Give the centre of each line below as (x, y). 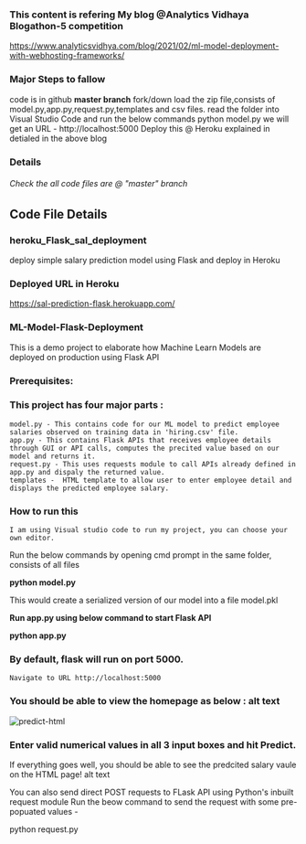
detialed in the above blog (58, 138)
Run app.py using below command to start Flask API (111, 618)
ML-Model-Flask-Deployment (77, 327)
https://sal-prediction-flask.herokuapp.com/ (92, 304)
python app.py (38, 636)
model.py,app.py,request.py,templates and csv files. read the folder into (145, 109)
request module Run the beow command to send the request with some (144, 802)
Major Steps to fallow (58, 80)
